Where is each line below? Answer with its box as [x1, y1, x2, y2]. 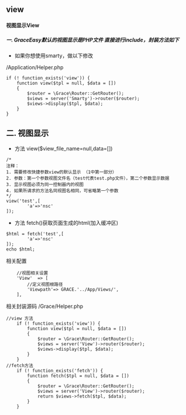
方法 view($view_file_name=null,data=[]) [14, 145, 113, 152]
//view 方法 [6, 315, 33, 321]
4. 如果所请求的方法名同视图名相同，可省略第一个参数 [6, 187, 119, 194]
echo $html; [6, 246, 35, 252]
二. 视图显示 [6, 128, 49, 138]
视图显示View [6, 22, 40, 29]
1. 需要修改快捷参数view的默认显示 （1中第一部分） [6, 169, 117, 175]
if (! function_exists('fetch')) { [16, 368, 104, 373]
